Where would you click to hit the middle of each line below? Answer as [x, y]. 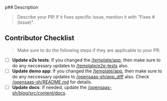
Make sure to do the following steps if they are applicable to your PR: [89, 50]
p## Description [21, 7]
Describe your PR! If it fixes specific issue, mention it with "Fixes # [86, 17]
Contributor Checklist [40, 38]
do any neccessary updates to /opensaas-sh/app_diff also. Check [80, 76]
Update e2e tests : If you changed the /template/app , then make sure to [86, 60]
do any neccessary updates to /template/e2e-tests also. [70, 65]
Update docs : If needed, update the [49, 87]
